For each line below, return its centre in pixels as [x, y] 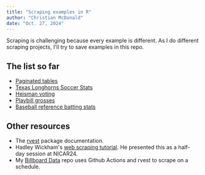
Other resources [38, 126]
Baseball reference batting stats [55, 107]
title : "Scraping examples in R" [49, 12]
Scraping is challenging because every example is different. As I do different [102, 41]
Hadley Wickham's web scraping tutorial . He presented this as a [96, 147]
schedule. [28, 166]
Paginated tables [36, 81]
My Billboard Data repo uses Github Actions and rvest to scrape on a [102, 160]
